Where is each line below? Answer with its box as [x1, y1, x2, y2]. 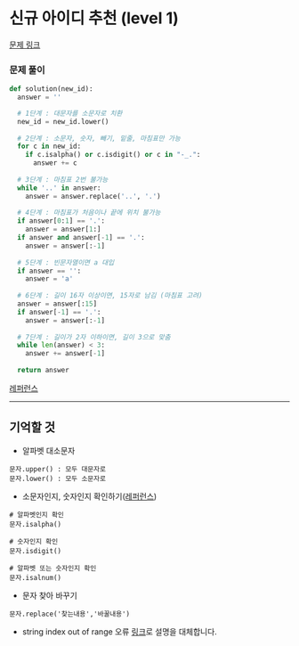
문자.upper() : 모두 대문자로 [9, 464, 107, 473]
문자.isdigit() [9, 546, 62, 555]
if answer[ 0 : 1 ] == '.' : [17, 217, 105, 225]
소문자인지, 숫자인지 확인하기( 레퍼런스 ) [21, 491, 158, 502]
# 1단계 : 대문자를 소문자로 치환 [17, 109, 123, 118]
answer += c [32, 159, 77, 168]
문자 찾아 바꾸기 [21, 590, 77, 601]
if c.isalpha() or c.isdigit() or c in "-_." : [25, 151, 201, 159]
